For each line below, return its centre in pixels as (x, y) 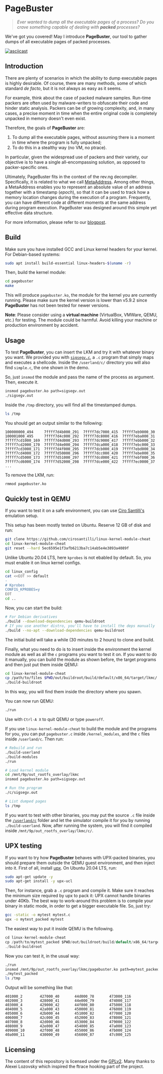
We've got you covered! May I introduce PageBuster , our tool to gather (76, 36)
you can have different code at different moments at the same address (75, 202)
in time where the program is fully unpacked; (57, 142)
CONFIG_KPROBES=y (23, 590)
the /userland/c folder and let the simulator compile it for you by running (78, 820)
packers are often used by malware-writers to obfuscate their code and (76, 103)
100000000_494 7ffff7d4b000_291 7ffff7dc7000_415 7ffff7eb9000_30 (80, 432)
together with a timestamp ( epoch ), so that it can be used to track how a (77, 192)
